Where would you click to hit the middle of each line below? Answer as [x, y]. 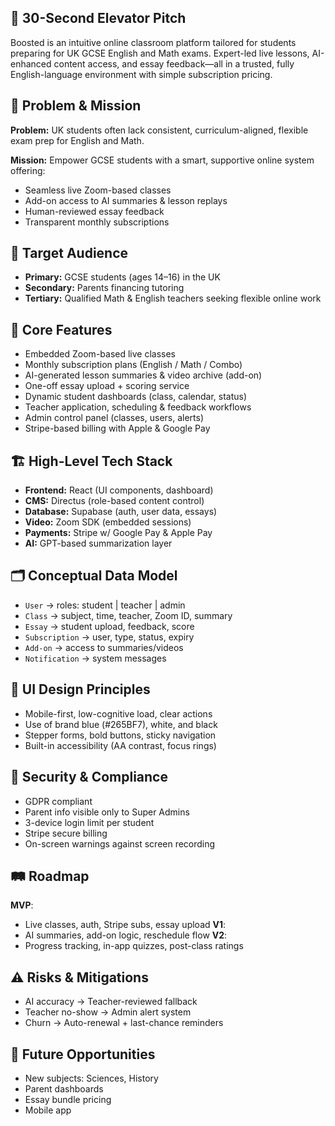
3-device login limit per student [89, 822]
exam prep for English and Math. [77, 140]
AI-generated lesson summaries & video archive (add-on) [143, 375]
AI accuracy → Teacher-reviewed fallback [111, 1002]
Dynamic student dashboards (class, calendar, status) [136, 397]
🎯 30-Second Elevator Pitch [98, 18]
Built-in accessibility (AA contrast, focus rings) [120, 745]
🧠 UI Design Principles [80, 689]
